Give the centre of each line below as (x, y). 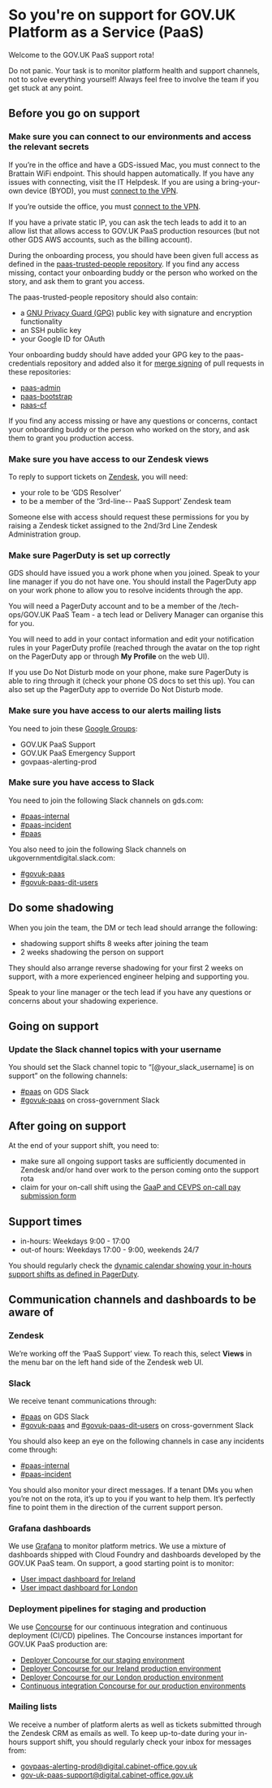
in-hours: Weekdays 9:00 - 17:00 (75, 1241)
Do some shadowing (61, 908)
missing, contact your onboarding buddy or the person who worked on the (133, 272)
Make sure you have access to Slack (82, 782)
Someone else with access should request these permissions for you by (129, 517)
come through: (33, 1449)
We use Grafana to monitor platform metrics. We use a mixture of (117, 1546)
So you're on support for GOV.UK (122, 15)
